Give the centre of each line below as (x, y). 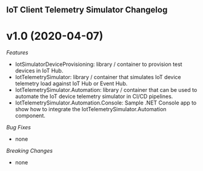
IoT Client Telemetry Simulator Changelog (87, 10)
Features (17, 53)
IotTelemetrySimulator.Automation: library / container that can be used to (106, 90)
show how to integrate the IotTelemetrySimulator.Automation (91, 109)
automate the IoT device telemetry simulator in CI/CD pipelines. (94, 97)
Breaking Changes (30, 151)
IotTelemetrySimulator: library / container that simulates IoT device (98, 77)
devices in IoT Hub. (39, 71)
